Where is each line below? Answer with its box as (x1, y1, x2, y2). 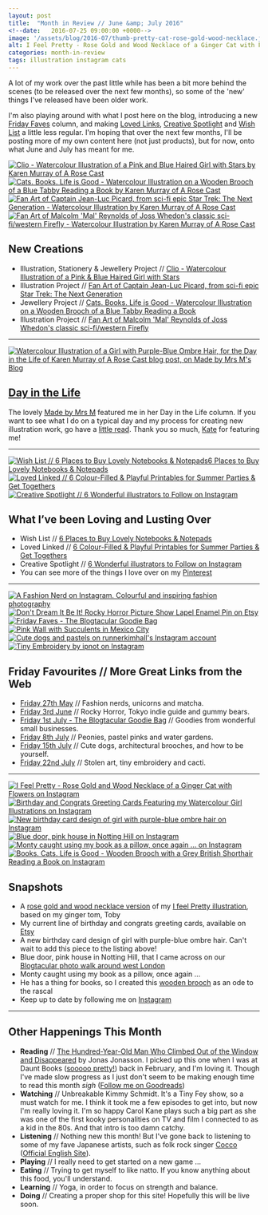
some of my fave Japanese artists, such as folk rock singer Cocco (19, 1139, 238, 1150)
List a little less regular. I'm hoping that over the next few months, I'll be (8, 127, 242, 137)
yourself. (19, 750, 49, 759)
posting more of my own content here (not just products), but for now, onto (8, 136, 255, 145)
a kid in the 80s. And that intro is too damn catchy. (19, 1122, 186, 1132)
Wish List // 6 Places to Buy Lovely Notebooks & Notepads (19, 534, 213, 544)
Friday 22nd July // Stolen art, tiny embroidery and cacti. (19, 758, 206, 767)
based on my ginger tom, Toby (19, 909, 121, 919)
